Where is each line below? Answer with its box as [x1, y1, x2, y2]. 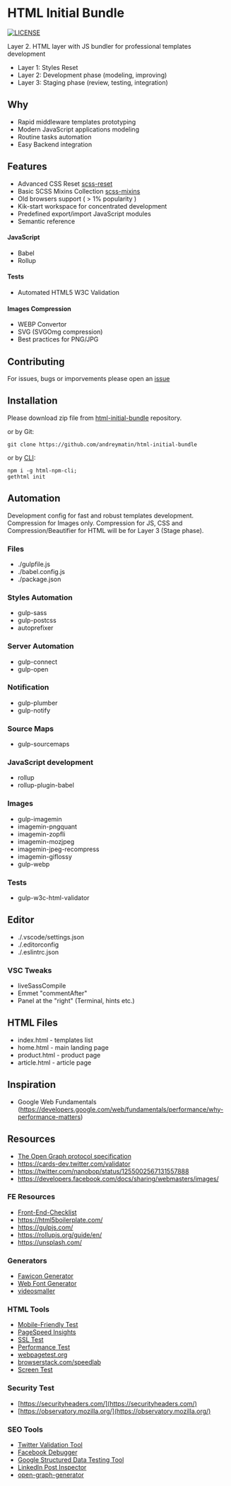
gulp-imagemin [17, 814, 62, 823]
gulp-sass [17, 609, 47, 617]
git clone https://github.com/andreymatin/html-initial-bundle [7, 440, 198, 448]
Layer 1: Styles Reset [17, 63, 78, 71]
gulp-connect [17, 657, 58, 666]
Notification [7, 682, 49, 692]
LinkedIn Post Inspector [17, 1463, 87, 1472]
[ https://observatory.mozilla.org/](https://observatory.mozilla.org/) [17, 1407, 211, 1415]
